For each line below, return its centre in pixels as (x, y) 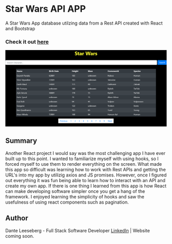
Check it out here (27, 41)
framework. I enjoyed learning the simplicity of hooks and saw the (75, 196)
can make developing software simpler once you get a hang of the (75, 191)
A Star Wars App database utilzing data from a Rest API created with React (84, 23)
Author (17, 218)
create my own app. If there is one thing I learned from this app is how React (86, 186)
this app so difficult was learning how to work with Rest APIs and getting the (86, 169)
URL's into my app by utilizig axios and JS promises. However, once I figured (86, 175)
